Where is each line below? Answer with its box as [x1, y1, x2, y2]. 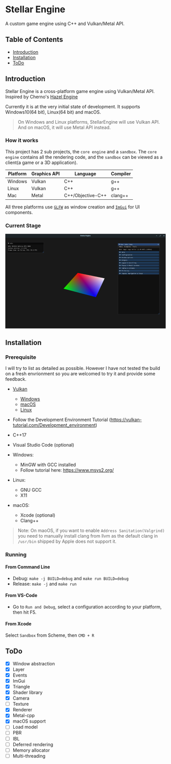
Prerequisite [5, 354, 37, 361]
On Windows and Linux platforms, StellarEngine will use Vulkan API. [17, 119, 160, 125]
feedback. [5, 376, 26, 382]
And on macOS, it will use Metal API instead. [17, 124, 111, 130]
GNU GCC [20, 487, 42, 493]
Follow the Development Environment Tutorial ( [12, 416, 111, 423]
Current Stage [5, 222, 41, 229]
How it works [5, 137, 39, 144]
